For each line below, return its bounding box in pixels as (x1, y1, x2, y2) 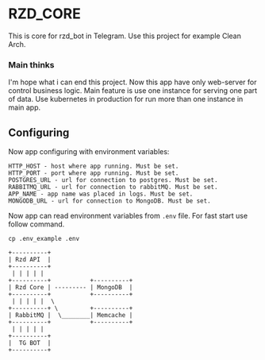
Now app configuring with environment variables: (8, 147, 170, 157)
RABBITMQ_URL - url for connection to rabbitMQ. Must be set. (8, 184, 218, 192)
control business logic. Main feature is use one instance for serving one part (8, 86, 258, 95)
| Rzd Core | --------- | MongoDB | (8, 284, 133, 292)
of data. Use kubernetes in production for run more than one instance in (8, 95, 244, 104)
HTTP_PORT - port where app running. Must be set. (8, 169, 179, 177)
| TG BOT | (8, 339, 52, 347)
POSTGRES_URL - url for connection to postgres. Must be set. (8, 176, 218, 184)
